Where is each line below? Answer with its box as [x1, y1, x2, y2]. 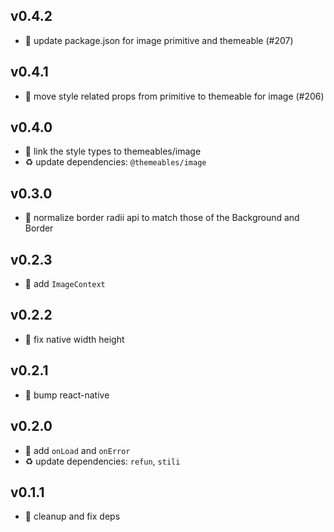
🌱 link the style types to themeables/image [24, 145, 202, 158]
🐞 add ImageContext [24, 278, 106, 290]
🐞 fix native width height [24, 333, 125, 345]
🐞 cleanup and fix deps [24, 510, 121, 523]
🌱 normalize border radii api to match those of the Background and [24, 212, 300, 224]
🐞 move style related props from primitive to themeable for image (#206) [24, 90, 325, 102]
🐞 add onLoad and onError [24, 444, 131, 456]
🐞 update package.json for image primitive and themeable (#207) [24, 34, 294, 46]
